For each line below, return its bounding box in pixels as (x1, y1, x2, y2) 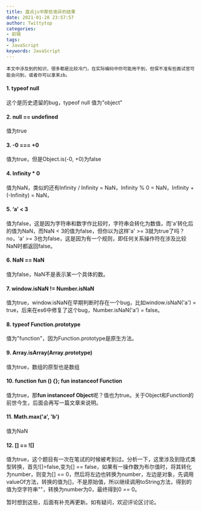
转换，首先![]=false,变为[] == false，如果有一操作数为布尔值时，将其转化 (11, 463, 192, 471)
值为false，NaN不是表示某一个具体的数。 (6, 271, 109, 278)
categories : (6, 25, 36, 32)
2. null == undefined (6, 113, 58, 121)
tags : (6, 37, 20, 43)
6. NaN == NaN (6, 257, 45, 264)
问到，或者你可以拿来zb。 (14, 72, 71, 78)
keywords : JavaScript (6, 48, 61, 54)
